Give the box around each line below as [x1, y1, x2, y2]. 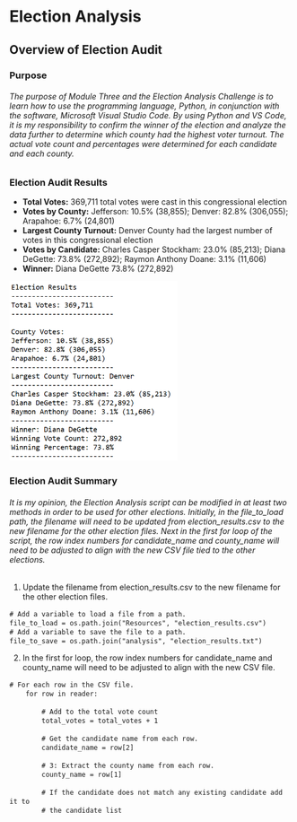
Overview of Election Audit [9, 42, 163, 57]
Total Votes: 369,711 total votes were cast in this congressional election [22, 197, 287, 207]
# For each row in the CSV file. [9, 680, 135, 690]
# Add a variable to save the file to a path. [9, 628, 187, 637]
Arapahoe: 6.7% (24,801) [22, 215, 115, 226]
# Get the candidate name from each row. [41, 734, 199, 744]
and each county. [9, 148, 74, 159]
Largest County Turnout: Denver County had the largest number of [22, 225, 273, 236]
